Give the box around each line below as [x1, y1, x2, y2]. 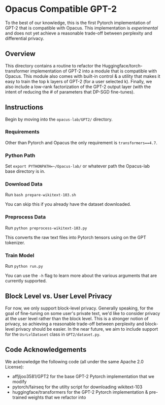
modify [12, 378, 27, 384]
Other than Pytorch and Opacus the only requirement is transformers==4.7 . [5, 139, 158, 146]
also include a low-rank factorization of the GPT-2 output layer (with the [5, 84, 151, 90]
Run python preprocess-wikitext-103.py [5, 225, 87, 231]
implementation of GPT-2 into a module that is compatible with [30, 68, 157, 74]
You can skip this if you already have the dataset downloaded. [5, 201, 132, 207]
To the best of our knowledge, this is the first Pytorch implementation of [5, 20, 151, 26]
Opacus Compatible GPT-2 [5, 3, 117, 15]
